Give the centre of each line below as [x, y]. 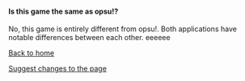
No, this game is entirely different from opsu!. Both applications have [122, 29]
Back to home [32, 53]
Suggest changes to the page [58, 69]
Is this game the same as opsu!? [63, 11]
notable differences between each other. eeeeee [90, 38]
